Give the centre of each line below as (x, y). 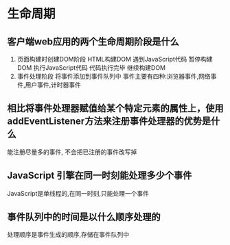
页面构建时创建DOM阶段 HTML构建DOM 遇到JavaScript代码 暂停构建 (115, 59)
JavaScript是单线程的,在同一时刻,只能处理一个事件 (78, 193)
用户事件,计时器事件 (53, 85)
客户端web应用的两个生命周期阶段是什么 (93, 41)
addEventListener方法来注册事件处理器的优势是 (109, 121)
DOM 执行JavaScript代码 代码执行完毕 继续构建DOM (91, 68)
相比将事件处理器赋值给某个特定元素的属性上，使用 (115, 108)
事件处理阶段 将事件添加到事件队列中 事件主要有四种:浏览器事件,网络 (114, 76)
